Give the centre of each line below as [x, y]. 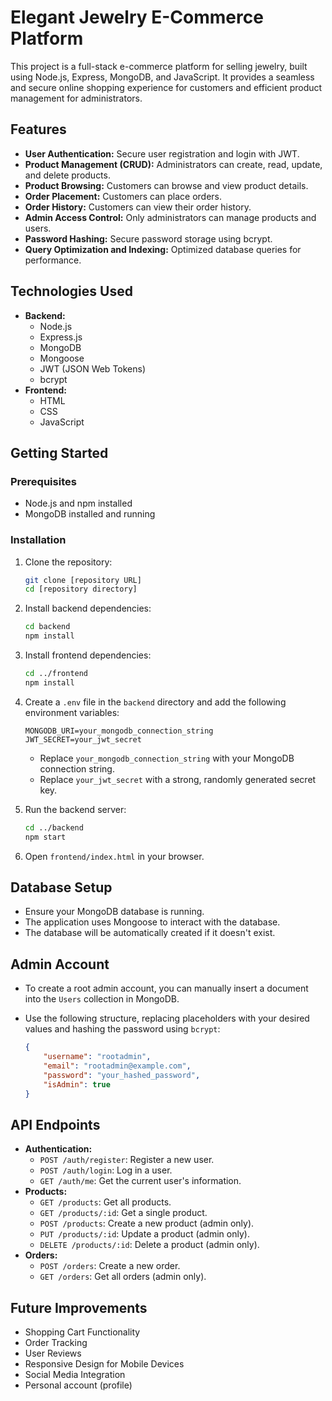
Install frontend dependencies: [88, 655]
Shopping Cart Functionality [82, 1332]
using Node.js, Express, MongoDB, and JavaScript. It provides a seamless [162, 77]
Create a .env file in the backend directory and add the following [155, 702]
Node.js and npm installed [78, 503]
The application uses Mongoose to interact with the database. [152, 922]
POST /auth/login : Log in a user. [106, 1170]
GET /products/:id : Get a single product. [123, 1213]
